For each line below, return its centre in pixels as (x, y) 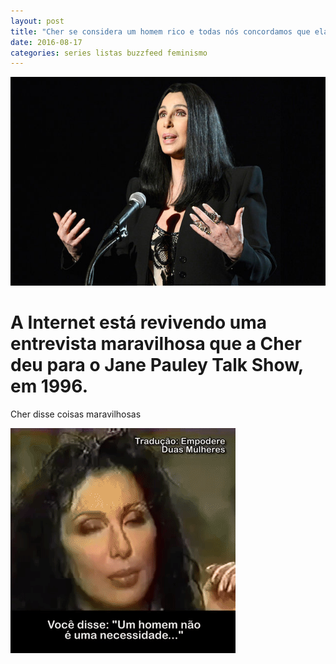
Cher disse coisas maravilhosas (76, 414)
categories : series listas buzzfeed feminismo (109, 53)
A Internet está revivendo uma (139, 322)
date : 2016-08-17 (46, 42)
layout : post (37, 21)
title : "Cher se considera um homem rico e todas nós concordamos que (160, 31)
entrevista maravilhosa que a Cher (156, 344)
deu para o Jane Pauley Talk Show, (157, 365)
